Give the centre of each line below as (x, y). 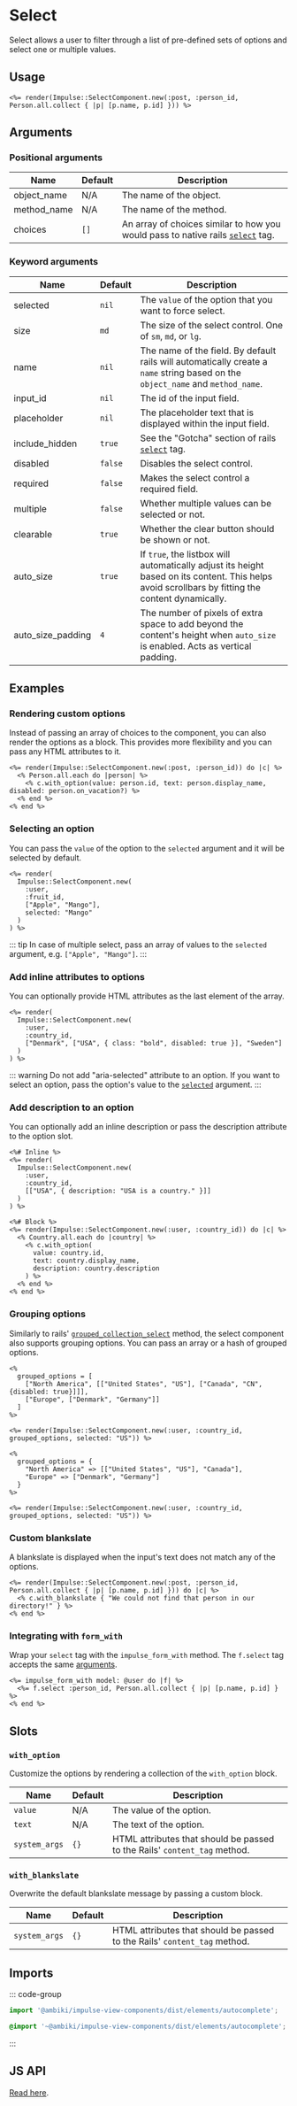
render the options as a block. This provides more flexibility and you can (141, 742)
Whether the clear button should (207, 528)
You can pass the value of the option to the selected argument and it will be (147, 848)
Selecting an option (52, 829)
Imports (31, 1973)
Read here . (29, 2092)
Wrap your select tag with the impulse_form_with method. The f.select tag (147, 1655)
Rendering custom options (67, 714)
